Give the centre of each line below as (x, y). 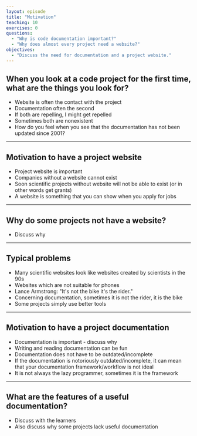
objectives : (21, 50)
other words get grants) (43, 190)
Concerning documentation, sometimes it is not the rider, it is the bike (98, 298)
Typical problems (39, 258)
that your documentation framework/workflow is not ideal (84, 367)
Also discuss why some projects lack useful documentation (86, 427)
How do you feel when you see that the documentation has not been (97, 127)
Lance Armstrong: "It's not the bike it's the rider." (74, 291)
